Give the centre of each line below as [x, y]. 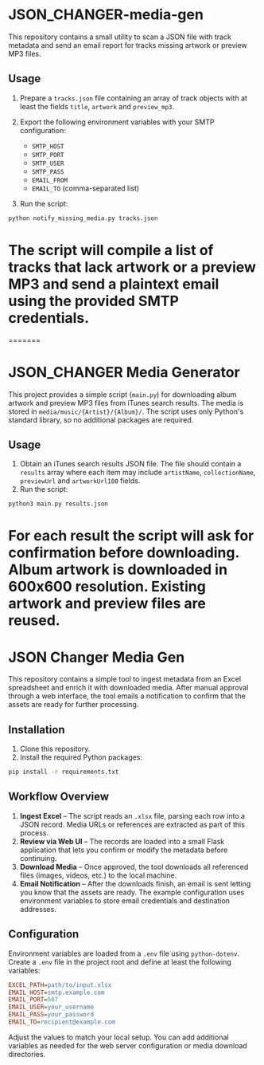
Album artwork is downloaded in [118, 570]
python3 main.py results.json [58, 504]
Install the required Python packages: [81, 757]
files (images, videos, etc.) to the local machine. [98, 875]
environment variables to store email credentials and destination [125, 900]
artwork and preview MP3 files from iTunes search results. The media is [126, 403]
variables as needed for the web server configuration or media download [128, 1045]
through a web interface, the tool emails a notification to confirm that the [127, 696]
